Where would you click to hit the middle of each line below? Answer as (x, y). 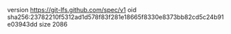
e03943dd (23, 24)
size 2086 (54, 24)
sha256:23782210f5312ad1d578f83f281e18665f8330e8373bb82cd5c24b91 (115, 17)
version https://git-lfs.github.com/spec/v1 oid (72, 10)
